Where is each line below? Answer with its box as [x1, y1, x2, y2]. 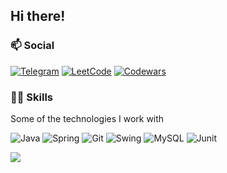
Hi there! [10, 8, 66, 25]
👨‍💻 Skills [10, 90, 54, 104]
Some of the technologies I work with [10, 112, 165, 124]
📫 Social [10, 39, 55, 53]
